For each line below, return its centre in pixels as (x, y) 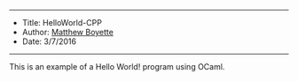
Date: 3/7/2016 (49, 41)
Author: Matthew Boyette (67, 32)
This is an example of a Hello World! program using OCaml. (117, 66)
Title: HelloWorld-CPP (62, 22)
